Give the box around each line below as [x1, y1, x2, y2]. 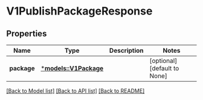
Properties [6, 28, 47, 39]
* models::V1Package [40, 64, 104, 72]
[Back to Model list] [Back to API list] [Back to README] [6, 87, 145, 95]
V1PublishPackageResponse [6, 4, 153, 18]
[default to [149, 64, 179, 72]
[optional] [149, 56, 178, 65]
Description [109, 47, 144, 55]
